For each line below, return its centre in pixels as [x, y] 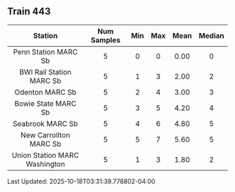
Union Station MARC [45, 155]
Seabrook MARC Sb [45, 123]
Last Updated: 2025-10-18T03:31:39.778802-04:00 [81, 181]
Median [211, 36]
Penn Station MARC [45, 52]
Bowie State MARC [45, 103]
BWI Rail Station [45, 71]
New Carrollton [45, 135]
